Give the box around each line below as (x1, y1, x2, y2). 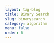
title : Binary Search (5, 12, 50, 17)
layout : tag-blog (5, 7, 41, 12)
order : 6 (5, 30, 23, 35)
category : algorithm (5, 21, 48, 26)
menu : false (5, 26, 29, 31)
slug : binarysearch (5, 16, 45, 21)
